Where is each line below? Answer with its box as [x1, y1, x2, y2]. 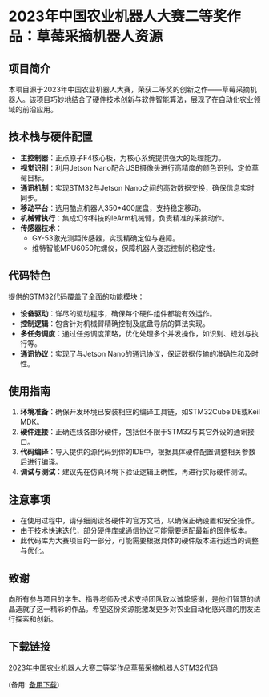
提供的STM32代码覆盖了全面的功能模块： [8, 292, 145, 301]
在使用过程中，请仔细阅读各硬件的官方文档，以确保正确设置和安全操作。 [19, 516, 259, 526]
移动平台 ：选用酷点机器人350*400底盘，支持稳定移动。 [19, 203, 206, 212]
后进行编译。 [19, 457, 62, 467]
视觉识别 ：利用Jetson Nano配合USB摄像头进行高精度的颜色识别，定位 [19, 163, 252, 172]
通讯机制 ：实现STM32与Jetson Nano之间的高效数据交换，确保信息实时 [19, 183, 255, 192]
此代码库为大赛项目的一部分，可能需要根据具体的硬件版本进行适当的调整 [19, 536, 259, 546]
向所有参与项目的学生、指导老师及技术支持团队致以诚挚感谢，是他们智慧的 [8, 594, 254, 604]
